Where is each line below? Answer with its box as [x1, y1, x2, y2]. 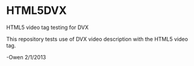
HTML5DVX [6, 4, 67, 18]
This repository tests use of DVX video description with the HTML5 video [6, 35, 189, 42]
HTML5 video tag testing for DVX [6, 24, 89, 31]
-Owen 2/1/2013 [6, 53, 47, 61]
